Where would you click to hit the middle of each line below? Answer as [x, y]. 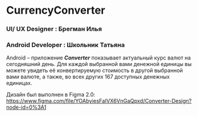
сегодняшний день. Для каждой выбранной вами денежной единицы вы [99, 64]
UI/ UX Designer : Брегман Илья [54, 29]
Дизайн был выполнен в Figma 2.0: [51, 95]
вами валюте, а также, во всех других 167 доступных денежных [88, 77]
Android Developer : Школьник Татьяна [66, 45]
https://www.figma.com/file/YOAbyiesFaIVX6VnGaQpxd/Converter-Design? [99, 101]
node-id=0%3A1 [26, 107]
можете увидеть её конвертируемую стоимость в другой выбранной [95, 70]
